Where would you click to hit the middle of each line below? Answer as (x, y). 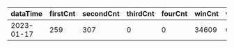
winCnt (206, 14)
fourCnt (174, 14)
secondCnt (101, 14)
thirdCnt (140, 14)
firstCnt (62, 14)
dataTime (27, 14)
